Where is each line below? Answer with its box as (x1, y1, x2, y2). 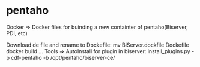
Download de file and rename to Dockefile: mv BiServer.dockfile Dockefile (6, 41, 189, 48)
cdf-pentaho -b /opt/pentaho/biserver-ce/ (11, 54, 115, 61)
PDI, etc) (6, 29, 28, 36)
